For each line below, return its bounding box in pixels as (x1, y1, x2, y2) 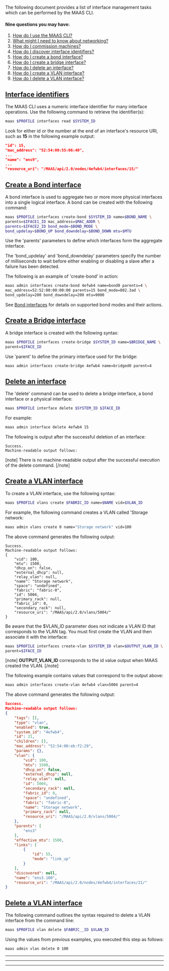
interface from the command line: (5, 917, 74, 923)
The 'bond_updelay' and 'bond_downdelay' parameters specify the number (5, 253, 161, 259)
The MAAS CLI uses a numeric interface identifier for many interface (5, 104, 147, 110)
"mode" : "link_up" (32, 857, 71, 862)
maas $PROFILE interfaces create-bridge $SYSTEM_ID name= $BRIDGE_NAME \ (5, 339, 161, 344)
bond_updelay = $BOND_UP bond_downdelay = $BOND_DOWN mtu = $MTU (5, 229, 132, 234)
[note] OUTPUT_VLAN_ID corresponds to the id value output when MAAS (5, 657, 158, 664)
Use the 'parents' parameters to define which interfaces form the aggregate (5, 238, 162, 244)
